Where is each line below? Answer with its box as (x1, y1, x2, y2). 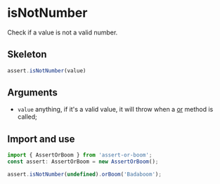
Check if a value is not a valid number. (7, 28, 118, 37)
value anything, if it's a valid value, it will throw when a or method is (17, 105, 214, 114)
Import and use (7, 133, 75, 145)
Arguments (7, 86, 58, 99)
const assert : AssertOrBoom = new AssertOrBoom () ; (7, 158, 159, 166)
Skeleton (7, 48, 47, 60)
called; (17, 112, 37, 121)
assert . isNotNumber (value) (7, 67, 86, 74)
